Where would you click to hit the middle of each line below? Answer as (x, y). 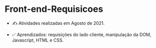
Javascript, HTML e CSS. (38, 40)
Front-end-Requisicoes (54, 9)
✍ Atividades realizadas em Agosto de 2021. (58, 23)
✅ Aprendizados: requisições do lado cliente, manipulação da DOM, (81, 34)
